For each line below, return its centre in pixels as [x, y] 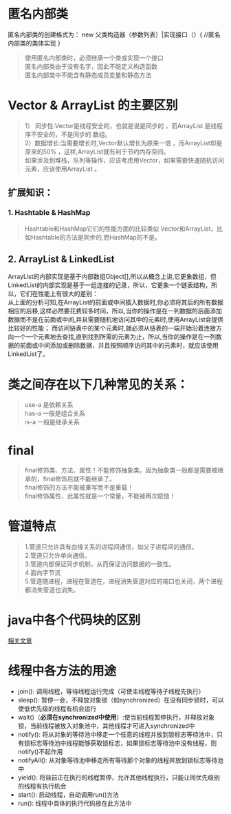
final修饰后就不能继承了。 [79, 479]
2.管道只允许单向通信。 [58, 556]
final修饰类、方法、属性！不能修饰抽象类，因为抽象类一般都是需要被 [121, 470]
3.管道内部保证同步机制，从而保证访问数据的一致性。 [100, 564]
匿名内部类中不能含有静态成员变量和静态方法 [88, 75]
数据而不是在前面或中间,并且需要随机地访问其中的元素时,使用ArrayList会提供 [116, 320]
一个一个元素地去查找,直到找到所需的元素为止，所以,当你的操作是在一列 [115, 337]
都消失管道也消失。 [52, 590]
